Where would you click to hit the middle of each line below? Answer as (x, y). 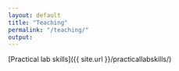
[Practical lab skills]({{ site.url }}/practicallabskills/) (90, 59)
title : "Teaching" (38, 23)
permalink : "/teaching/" (48, 30)
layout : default (34, 15)
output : (21, 37)
